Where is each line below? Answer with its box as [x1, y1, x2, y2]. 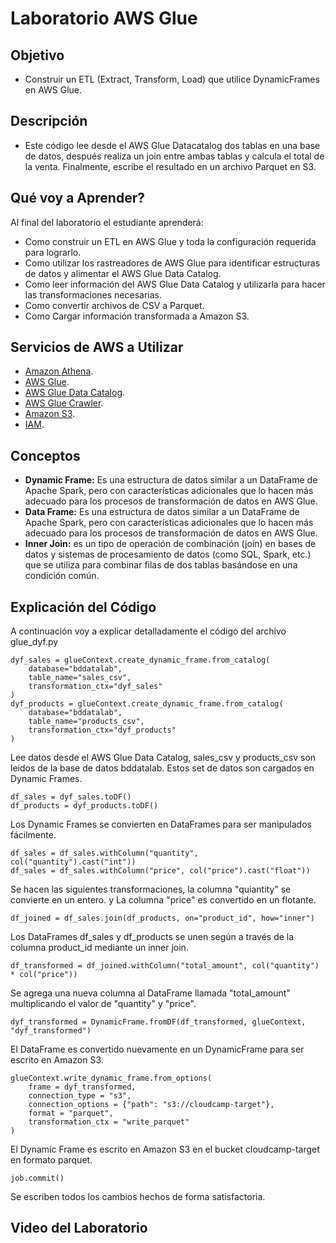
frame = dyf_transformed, [28, 1082, 137, 1092]
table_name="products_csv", [28, 717, 145, 727]
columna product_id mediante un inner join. [10, 942, 189, 954]
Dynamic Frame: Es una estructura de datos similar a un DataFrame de [24, 474, 318, 486]
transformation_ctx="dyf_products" [28, 725, 177, 736]
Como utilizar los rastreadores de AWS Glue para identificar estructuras [24, 257, 321, 269]
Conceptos [10, 447, 81, 464]
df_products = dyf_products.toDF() [10, 801, 159, 811]
